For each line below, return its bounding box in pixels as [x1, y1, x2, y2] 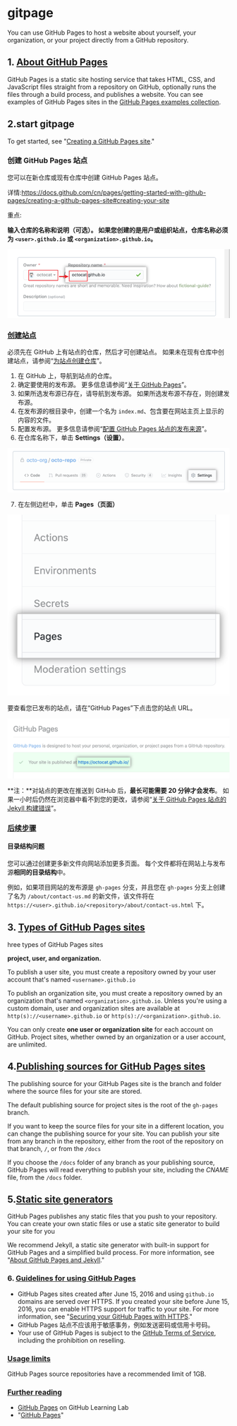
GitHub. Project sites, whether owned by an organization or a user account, [7, 1032, 226, 1041]
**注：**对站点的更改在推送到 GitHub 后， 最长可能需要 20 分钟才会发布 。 [7, 786, 221, 794]
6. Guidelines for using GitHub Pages [7, 1273, 136, 1283]
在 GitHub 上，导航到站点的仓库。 [17, 372, 116, 380]
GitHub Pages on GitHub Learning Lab [17, 1403, 129, 1412]
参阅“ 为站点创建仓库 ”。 [37, 357, 106, 365]
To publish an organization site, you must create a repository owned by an [7, 989, 223, 997]
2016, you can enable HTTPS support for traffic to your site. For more [17, 1304, 219, 1313]
